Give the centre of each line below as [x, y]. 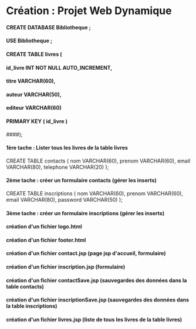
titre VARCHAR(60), [31, 81]
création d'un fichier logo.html [44, 226]
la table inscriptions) [32, 306]
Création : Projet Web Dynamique [89, 11]
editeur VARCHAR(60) [34, 108]
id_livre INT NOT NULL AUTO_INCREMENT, [59, 67]
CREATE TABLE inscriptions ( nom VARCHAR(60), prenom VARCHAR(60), [95, 193]
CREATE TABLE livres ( [34, 54]
